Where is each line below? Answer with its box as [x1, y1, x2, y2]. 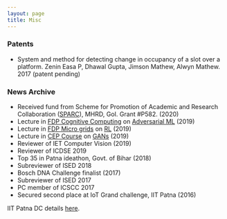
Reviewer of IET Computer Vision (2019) [17, 140, 131, 148]
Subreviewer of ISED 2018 [17, 162, 92, 170]
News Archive [7, 87, 55, 97]
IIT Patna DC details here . [7, 204, 80, 213]
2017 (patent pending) [17, 70, 81, 78]
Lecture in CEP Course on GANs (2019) [17, 132, 129, 140]
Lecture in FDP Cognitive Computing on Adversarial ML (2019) [17, 117, 195, 126]
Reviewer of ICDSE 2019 [17, 146, 87, 155]
